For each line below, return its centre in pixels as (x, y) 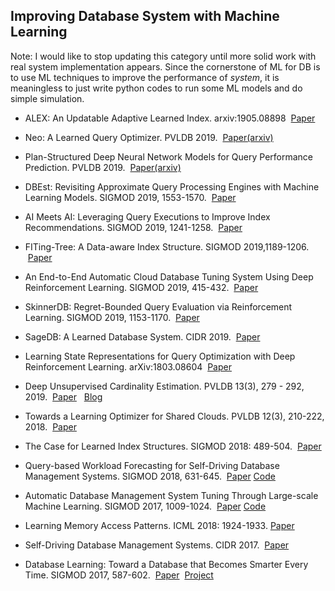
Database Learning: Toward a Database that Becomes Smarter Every (166, 564)
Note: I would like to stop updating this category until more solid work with (163, 56)
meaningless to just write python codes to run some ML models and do (156, 88)
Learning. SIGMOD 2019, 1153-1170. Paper (112, 317)
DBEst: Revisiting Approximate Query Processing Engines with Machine (172, 186)
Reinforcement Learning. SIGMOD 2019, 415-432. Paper (141, 287)
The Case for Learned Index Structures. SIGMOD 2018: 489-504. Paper (173, 446)
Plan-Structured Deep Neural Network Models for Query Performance (169, 156)
